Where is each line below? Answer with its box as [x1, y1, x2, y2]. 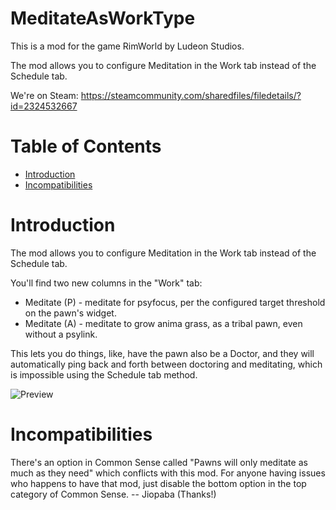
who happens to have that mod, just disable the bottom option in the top [10, 477, 307, 489]
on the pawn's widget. [24, 307, 117, 319]
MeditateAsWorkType [10, 7, 196, 30]
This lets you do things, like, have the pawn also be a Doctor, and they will [10, 347, 315, 359]
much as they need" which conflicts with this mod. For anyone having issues [10, 467, 326, 479]
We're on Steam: [10, 89, 79, 101]
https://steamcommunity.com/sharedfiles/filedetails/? [80, 89, 302, 101]
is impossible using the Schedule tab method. [10, 368, 198, 381]
